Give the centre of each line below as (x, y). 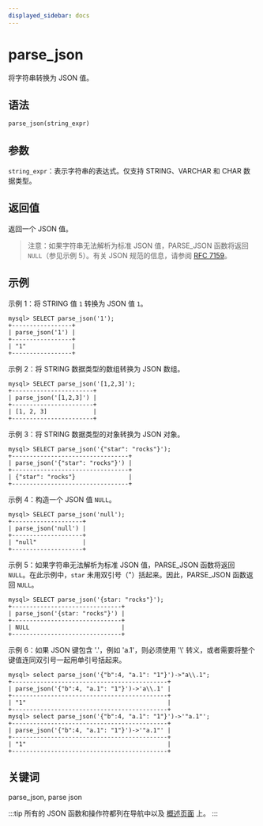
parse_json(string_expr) (49, 124)
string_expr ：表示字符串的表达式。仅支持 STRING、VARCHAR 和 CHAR (125, 171)
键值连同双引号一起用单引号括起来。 (67, 660)
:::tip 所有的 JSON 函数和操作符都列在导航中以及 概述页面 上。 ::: (113, 813)
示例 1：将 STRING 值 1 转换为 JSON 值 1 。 (78, 303)
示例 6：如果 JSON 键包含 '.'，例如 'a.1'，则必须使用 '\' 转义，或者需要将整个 (131, 649)
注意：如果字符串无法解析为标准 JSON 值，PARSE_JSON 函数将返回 (138, 246)
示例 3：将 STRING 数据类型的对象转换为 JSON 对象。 (96, 434)
